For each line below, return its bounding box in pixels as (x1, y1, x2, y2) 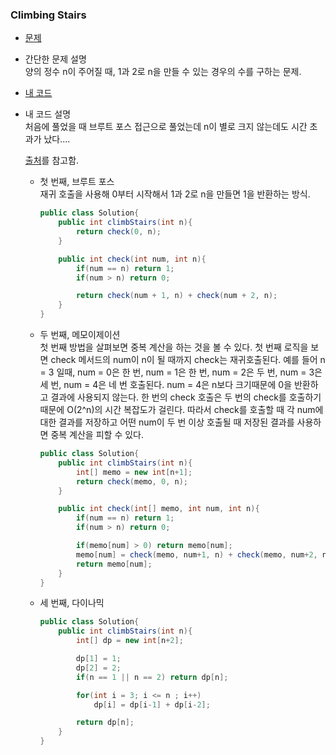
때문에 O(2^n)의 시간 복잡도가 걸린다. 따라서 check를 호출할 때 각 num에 (39, 404, 324, 416)
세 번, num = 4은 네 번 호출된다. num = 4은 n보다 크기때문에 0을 (39, 379, 293, 391)
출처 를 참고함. (24, 154, 80, 167)
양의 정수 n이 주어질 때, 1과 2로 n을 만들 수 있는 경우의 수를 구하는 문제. (24, 66, 302, 78)
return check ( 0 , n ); (75, 227, 162, 237)
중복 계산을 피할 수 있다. (50, 429, 144, 441)
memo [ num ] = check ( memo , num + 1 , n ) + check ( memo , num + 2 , (75, 549, 318, 560)
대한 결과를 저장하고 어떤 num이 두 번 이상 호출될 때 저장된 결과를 (39, 416, 295, 428)
